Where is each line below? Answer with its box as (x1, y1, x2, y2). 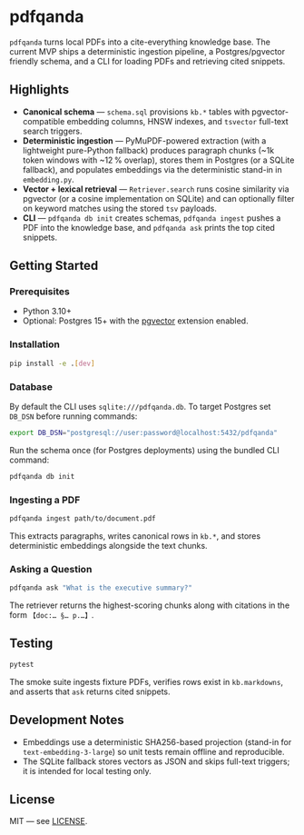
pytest (9, 660, 34, 669)
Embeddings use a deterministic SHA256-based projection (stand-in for (22, 736, 292, 747)
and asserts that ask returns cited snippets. (9, 686, 171, 697)
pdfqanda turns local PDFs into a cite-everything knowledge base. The (9, 36, 270, 47)
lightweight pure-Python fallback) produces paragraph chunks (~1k (22, 144, 275, 155)
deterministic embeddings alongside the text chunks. (9, 540, 208, 551)
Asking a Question (9, 562, 93, 575)
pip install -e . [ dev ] (9, 359, 95, 368)
